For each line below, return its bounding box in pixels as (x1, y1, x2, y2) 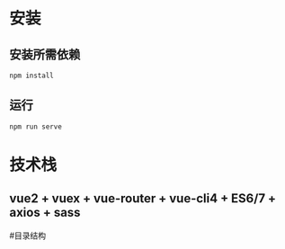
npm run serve (9, 122, 63, 131)
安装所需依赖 (9, 47, 81, 62)
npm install (9, 71, 54, 80)
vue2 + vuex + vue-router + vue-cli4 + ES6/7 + (9, 191, 277, 207)
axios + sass (9, 205, 81, 220)
